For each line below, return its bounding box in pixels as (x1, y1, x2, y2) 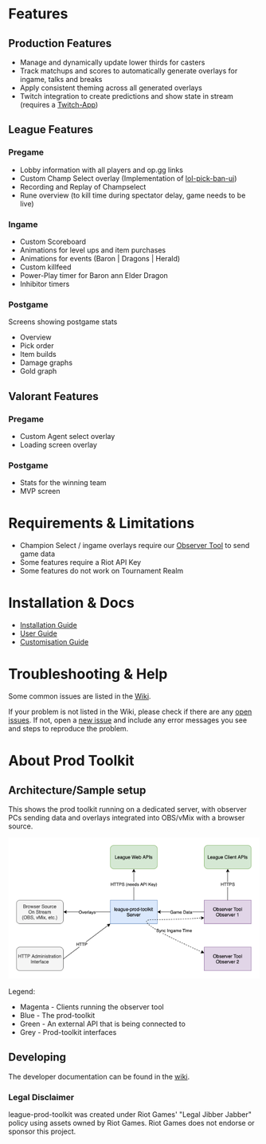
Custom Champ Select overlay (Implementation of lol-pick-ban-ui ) (19, 173, 237, 183)
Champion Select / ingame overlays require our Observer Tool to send (19, 541, 250, 550)
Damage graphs (19, 358, 73, 367)
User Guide (19, 629, 57, 638)
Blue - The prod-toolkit (19, 1010, 96, 1020)
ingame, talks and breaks (19, 75, 103, 84)
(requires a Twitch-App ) (19, 100, 99, 109)
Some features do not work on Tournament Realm (19, 566, 184, 576)
